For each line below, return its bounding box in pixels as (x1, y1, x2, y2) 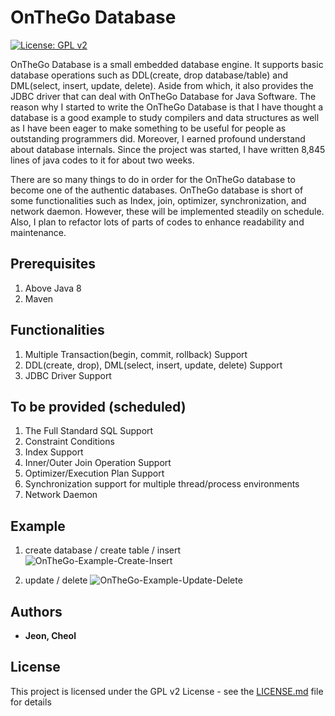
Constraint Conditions (24, 436, 115, 448)
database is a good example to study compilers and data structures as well (10, 111, 320, 123)
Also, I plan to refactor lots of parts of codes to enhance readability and (10, 216, 305, 228)
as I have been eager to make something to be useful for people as (10, 122, 287, 134)
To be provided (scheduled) (10, 398, 187, 415)
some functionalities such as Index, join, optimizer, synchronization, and (10, 194, 307, 206)
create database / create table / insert (24, 544, 182, 556)
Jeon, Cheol (24, 630, 77, 641)
